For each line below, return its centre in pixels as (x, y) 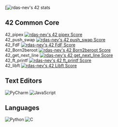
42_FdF (13, 45)
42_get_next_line (22, 55)
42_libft (13, 65)
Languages (22, 108)
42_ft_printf (16, 60)
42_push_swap (20, 39)
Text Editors (23, 81)
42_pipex (14, 35)
